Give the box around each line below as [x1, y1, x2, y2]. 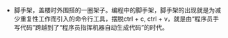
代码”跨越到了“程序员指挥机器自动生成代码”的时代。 [19, 23, 169, 31]
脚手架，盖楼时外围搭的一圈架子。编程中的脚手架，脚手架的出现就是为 [13, 6, 215, 14]
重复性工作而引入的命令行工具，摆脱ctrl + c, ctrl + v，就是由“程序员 [19, 15, 213, 23]
